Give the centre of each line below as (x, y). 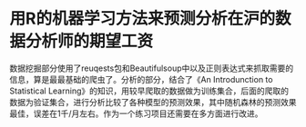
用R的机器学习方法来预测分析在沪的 (143, 19)
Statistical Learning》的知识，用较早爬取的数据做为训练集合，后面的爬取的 (149, 91)
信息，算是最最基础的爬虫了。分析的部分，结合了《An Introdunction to (141, 79)
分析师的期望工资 (90, 41)
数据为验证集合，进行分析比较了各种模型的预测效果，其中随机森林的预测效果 (153, 102)
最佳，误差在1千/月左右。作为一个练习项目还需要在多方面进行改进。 (136, 113)
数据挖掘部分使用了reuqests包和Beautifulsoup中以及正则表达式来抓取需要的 (152, 68)
